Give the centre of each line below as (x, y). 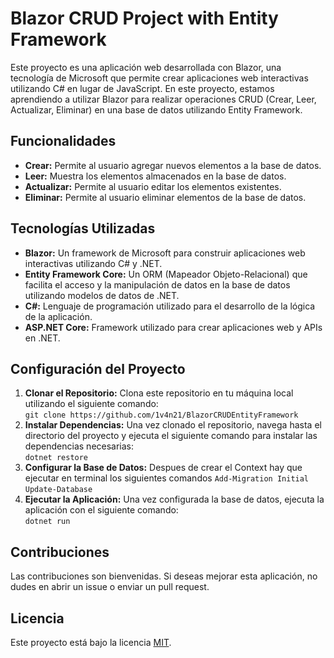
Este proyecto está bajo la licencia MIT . (91, 642)
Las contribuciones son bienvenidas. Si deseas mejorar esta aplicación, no (164, 576)
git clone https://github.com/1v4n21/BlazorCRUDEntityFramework (161, 415)
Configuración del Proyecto (98, 368)
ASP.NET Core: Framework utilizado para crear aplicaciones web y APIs (173, 327)
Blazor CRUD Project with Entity (144, 18)
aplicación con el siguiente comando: (101, 510)
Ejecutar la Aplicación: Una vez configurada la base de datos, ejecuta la (174, 499)
